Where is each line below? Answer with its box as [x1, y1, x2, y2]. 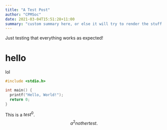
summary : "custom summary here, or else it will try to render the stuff [5, 21, 162, 26]
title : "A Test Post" [5, 7, 50, 12]
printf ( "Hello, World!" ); [9, 92, 64, 97]
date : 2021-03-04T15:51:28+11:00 [5, 16, 75, 21]
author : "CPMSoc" [5, 12, 41, 17]
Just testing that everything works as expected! [5, 35, 103, 41]
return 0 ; [9, 97, 30, 102]
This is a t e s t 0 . [5, 110, 35, 117]
